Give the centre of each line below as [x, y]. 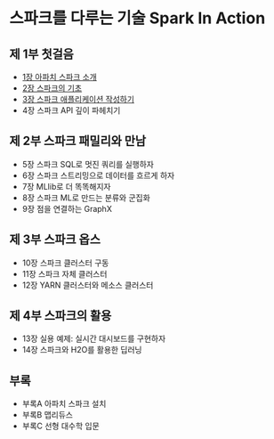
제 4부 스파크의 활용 [60, 316]
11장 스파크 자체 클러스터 [64, 273]
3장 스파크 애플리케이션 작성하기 [78, 99]
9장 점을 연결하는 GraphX [67, 208]
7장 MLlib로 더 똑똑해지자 [66, 186]
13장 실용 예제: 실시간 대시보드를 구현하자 [94, 338]
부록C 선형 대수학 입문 [60, 426]
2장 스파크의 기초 [52, 88]
